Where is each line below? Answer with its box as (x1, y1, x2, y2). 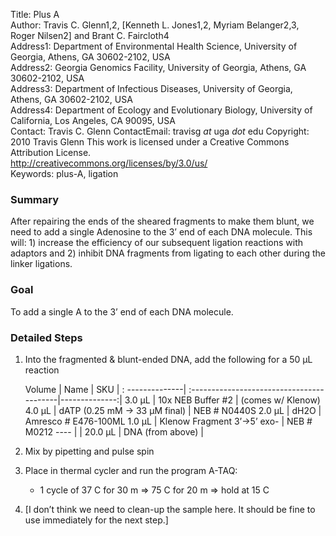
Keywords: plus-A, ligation (10, 168, 119, 179)
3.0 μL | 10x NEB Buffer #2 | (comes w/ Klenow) (124, 394, 321, 406)
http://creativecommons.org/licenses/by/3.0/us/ (10, 157, 208, 169)
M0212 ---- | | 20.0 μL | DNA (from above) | (24, 425, 204, 438)
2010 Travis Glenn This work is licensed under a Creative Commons (10, 136, 290, 148)
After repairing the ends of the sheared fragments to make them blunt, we (10, 215, 315, 228)
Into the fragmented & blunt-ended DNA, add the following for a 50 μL (24, 353, 313, 365)
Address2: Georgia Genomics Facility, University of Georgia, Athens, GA (10, 62, 307, 73)
